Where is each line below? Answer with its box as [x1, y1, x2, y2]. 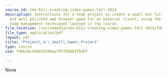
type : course [5, 44, 32, 49]
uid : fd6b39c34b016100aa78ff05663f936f [5, 49, 88, 54]
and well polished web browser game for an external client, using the [9, 16, 162, 21]
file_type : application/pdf [5, 30, 64, 35]
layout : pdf [5, 35, 30, 40]
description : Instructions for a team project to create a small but [5, 12, 153, 17]
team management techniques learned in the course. [9, 21, 119, 26]
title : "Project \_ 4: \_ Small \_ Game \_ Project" [5, 40, 99, 45]
